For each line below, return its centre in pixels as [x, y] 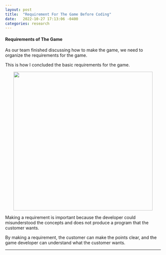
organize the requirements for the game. [46, 55]
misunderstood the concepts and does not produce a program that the [77, 223]
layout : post [19, 10]
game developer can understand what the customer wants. [65, 243]
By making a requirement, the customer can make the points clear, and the [81, 238]
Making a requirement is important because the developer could [70, 218]
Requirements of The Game [34, 39]
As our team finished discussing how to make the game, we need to [74, 50]
